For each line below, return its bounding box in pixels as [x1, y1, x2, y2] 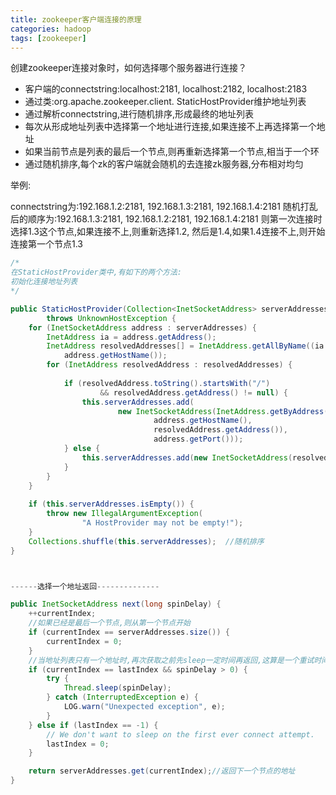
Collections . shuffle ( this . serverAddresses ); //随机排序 [28, 536, 265, 546]
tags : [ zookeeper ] [10, 33, 87, 43]
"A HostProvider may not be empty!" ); [81, 518, 244, 528]
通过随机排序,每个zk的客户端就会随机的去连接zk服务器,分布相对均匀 [24, 158, 304, 170]
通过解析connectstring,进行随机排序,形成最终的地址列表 [24, 108, 255, 120]
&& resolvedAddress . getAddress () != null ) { [99, 387, 288, 398]
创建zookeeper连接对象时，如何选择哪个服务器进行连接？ [10, 62, 248, 74]
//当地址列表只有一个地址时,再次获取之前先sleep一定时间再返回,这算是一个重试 [28, 655, 315, 665]
